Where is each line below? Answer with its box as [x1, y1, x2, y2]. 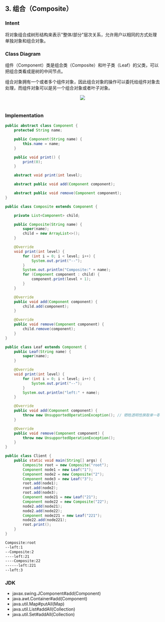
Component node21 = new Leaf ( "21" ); [23, 495, 98, 500]
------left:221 [5, 563, 36, 568]
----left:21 [5, 554, 29, 559]
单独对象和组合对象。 [5, 37, 48, 43]
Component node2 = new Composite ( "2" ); [23, 472, 105, 477]
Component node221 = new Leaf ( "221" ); [23, 513, 102, 518]
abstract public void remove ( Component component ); [14, 191, 122, 196]
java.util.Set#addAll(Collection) [12, 612, 75, 618]
